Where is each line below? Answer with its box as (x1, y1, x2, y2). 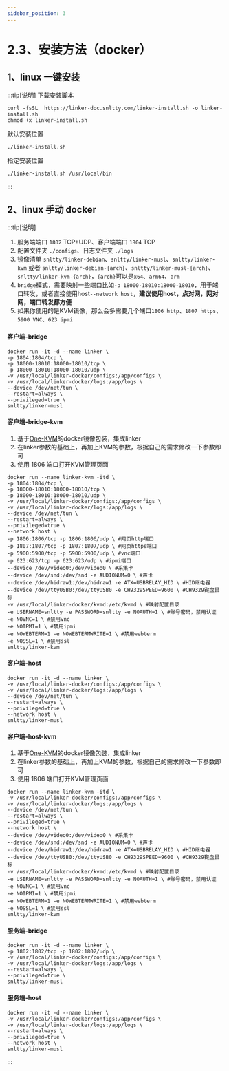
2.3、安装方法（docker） (7, 42, 152, 57)
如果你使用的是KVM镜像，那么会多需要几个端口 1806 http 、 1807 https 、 (17, 307, 222, 315)
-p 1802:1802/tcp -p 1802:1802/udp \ (7, 948, 116, 955)
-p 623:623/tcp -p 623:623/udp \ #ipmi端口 (7, 557, 132, 564)
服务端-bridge (7, 926, 47, 935)
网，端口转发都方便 (17, 298, 72, 306)
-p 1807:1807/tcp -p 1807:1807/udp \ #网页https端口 (7, 542, 157, 549)
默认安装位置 (7, 129, 43, 138)
